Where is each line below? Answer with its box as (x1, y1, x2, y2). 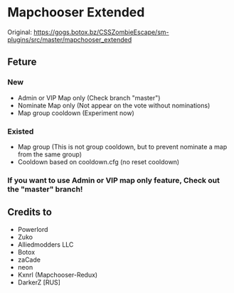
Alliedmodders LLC (17, 240, 74, 249)
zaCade (17, 255, 41, 264)
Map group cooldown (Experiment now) (17, 108, 135, 117)
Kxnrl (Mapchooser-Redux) (17, 270, 98, 279)
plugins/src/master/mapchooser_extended (7, 35, 132, 43)
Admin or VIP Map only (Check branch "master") (17, 93, 161, 102)
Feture (7, 56, 37, 68)
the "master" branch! (7, 184, 83, 194)
